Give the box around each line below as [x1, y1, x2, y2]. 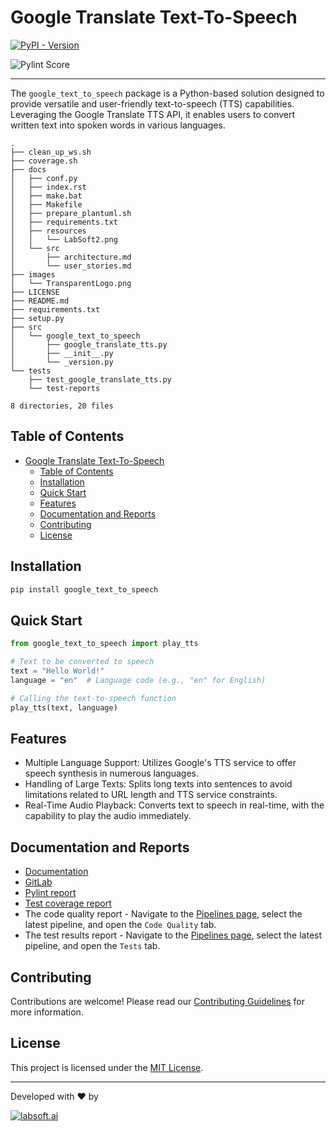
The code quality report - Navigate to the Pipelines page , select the [24, 908, 303, 920]
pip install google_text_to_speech [10, 584, 159, 595]
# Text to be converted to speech [10, 657, 155, 667]
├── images [10, 269, 56, 280]
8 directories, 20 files [10, 401, 114, 411]
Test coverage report [24, 897, 112, 910]
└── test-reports [28, 383, 101, 393]
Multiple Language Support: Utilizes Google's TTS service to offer [24, 757, 297, 769]
